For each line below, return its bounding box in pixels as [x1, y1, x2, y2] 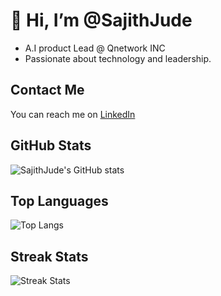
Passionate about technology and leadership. [24, 52, 212, 64]
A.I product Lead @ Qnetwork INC [24, 42, 166, 54]
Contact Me [10, 82, 85, 99]
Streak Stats [10, 248, 89, 265]
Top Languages [10, 192, 109, 209]
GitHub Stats [10, 137, 92, 154]
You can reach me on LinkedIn [10, 108, 136, 120]
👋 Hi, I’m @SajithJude [10, 9, 193, 32]
